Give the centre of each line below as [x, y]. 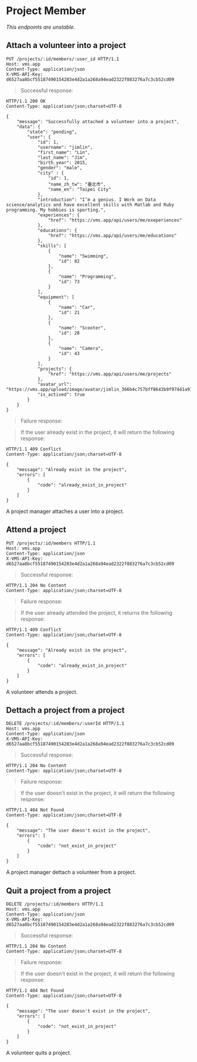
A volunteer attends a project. [42, 692]
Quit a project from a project [59, 891]
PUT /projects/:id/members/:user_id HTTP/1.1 [62, 59]
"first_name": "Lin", [64, 152]
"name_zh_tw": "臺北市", [77, 184]
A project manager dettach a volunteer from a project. [71, 872]
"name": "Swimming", [84, 256]
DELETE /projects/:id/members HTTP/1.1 [55, 904]
